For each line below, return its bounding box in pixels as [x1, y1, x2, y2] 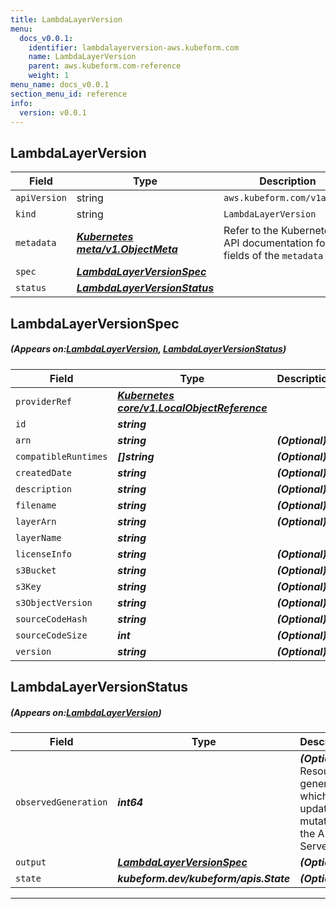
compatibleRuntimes [15, 451, 108, 462]
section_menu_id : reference [10, 89, 128, 99]
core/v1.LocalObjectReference [117, 401, 268, 415]
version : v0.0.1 [19, 107, 87, 118]
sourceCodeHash [15, 613, 88, 625]
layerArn [15, 516, 57, 527]
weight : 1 [28, 71, 70, 81]
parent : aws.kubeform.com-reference [28, 61, 182, 71]
